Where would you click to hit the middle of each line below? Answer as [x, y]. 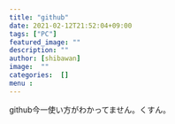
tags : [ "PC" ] [33, 34]
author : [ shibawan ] [45, 58]
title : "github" [39, 17]
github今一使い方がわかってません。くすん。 [90, 109]
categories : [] [39, 75]
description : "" [39, 50]
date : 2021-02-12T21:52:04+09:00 [71, 26]
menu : [21, 83]
